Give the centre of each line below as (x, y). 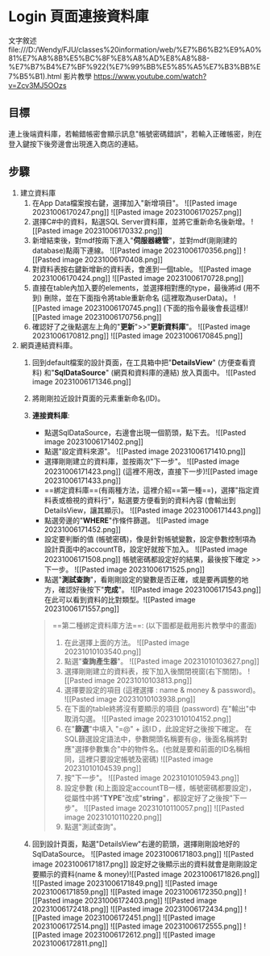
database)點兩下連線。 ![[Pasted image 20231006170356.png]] (137, 250)
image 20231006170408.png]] (113, 259)
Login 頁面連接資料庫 (79, 17)
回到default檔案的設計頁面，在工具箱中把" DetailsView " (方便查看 (140, 362)
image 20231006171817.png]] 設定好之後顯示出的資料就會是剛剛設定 (145, 864)
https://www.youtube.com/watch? (150, 76)
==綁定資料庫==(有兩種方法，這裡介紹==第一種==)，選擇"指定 (148, 490)
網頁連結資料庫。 (48, 345)
